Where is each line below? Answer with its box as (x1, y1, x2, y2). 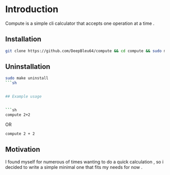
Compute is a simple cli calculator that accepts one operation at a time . (5, 20, 155, 26)
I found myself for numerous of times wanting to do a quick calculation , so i (5, 158, 163, 165)
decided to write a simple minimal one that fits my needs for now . (5, 164, 143, 170)
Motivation (5, 145, 40, 154)
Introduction (5, 4, 59, 15)
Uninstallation (5, 62, 51, 71)
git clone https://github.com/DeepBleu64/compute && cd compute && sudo (5, 48, 162, 54)
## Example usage (5, 94, 42, 99)
